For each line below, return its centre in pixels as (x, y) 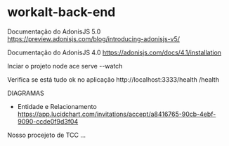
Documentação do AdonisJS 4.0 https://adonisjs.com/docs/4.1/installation (115, 52)
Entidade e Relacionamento (57, 106)
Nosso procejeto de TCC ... (47, 135)
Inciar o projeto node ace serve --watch (65, 66)
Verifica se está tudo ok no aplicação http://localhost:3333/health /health (113, 79)
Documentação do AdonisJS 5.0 (54, 31)
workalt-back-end (61, 12)
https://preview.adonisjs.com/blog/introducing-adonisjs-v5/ (94, 38)
